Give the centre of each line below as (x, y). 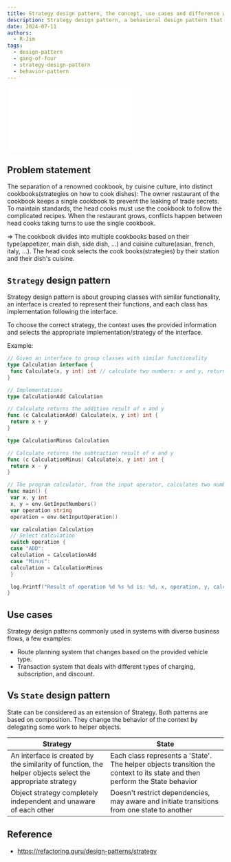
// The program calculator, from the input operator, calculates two (109, 485)
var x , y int (29, 498)
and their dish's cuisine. (41, 259)
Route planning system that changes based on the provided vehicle (112, 652)
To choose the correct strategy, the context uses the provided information (112, 325)
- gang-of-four (35, 59)
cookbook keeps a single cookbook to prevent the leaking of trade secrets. (113, 202)
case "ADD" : (27, 549)
